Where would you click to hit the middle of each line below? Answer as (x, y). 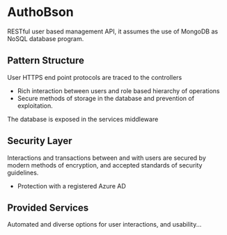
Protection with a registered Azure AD (72, 186)
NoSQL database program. (46, 38)
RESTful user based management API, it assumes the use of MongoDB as (112, 31)
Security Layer (40, 141)
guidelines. (23, 172)
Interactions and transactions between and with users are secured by (107, 158)
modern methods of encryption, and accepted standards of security (105, 165)
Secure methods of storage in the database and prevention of (106, 98)
